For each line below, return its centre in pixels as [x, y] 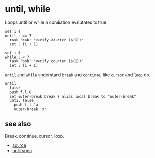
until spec [22, 150]
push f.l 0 [20, 92]
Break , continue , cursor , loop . [35, 136]
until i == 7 [18, 36]
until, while [28, 9]
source [19, 145]
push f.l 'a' [27, 105]
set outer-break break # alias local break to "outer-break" [73, 96]
